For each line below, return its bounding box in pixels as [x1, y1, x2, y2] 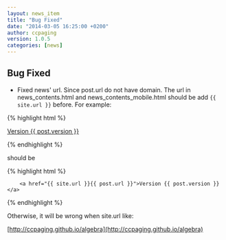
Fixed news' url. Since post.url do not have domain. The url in [16, 85, 191, 94]
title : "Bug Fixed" [7, 17, 63, 23]
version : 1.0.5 [7, 36, 51, 43]
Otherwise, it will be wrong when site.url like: [7, 211, 134, 220]
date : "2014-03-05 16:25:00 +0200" [7, 23, 109, 30]
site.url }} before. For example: [16, 100, 112, 109]
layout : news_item [7, 10, 60, 17]
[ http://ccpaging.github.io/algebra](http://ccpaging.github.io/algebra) [7, 225, 204, 233]
